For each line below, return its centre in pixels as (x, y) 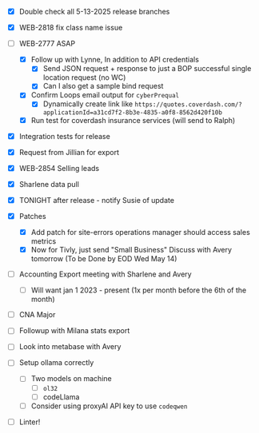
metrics (44, 241)
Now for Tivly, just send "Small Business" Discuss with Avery (131, 250)
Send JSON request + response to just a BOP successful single (147, 69)
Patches (32, 216)
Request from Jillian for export (69, 152)
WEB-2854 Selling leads (59, 168)
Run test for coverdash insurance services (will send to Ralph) (133, 120)
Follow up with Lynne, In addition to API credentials (115, 60)
